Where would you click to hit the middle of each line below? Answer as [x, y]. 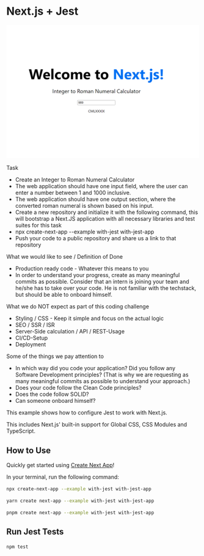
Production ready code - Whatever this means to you [82, 268]
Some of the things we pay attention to [55, 356]
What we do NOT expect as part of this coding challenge [78, 307]
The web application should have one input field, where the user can [101, 186]
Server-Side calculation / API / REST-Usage [70, 332]
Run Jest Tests [35, 532]
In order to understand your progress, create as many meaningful [97, 275]
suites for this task [38, 226]
